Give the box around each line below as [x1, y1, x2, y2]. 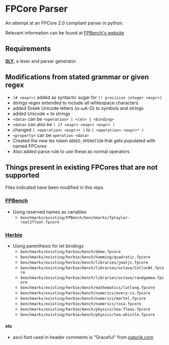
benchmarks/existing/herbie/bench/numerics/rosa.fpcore [20, 301, 142, 306]
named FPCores [12, 143, 47, 149]
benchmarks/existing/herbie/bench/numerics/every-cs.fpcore [20, 291, 151, 296]
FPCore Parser [5, 3, 68, 15]
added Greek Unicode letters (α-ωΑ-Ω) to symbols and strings [12, 105, 144, 111]
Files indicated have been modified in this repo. [5, 184, 105, 191]
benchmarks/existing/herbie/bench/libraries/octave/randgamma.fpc [20, 275, 164, 280]
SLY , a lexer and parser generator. [5, 58, 77, 64]
